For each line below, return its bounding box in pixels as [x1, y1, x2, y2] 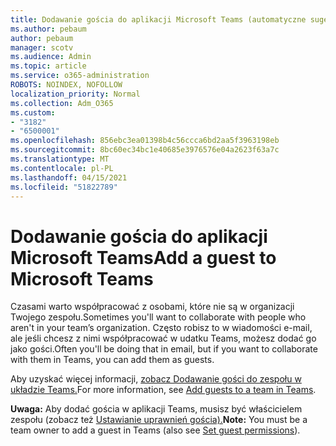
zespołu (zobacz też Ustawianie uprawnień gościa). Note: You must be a [10, 414, 308, 426]
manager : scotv [10, 42, 74, 53]
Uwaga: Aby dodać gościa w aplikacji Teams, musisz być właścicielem [10, 403, 303, 415]
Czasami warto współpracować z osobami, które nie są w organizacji [10, 301, 295, 313]
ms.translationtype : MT [10, 154, 110, 164]
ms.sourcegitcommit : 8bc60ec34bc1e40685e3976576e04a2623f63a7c [10, 145, 280, 155]
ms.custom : [10, 107, 56, 118]
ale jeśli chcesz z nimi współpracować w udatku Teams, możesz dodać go [10, 332, 317, 345]
